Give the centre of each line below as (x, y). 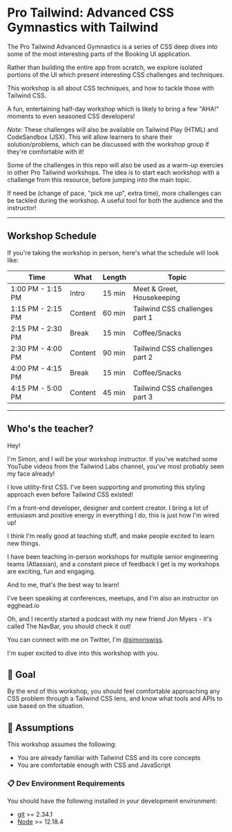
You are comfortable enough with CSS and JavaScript (94, 765)
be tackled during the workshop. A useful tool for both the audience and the (115, 200)
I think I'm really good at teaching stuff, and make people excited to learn (111, 536)
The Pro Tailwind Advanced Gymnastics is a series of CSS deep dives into (113, 46)
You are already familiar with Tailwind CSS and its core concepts (109, 758)
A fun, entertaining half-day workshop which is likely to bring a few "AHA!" (113, 109)
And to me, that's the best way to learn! (63, 584)
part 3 (143, 397)
